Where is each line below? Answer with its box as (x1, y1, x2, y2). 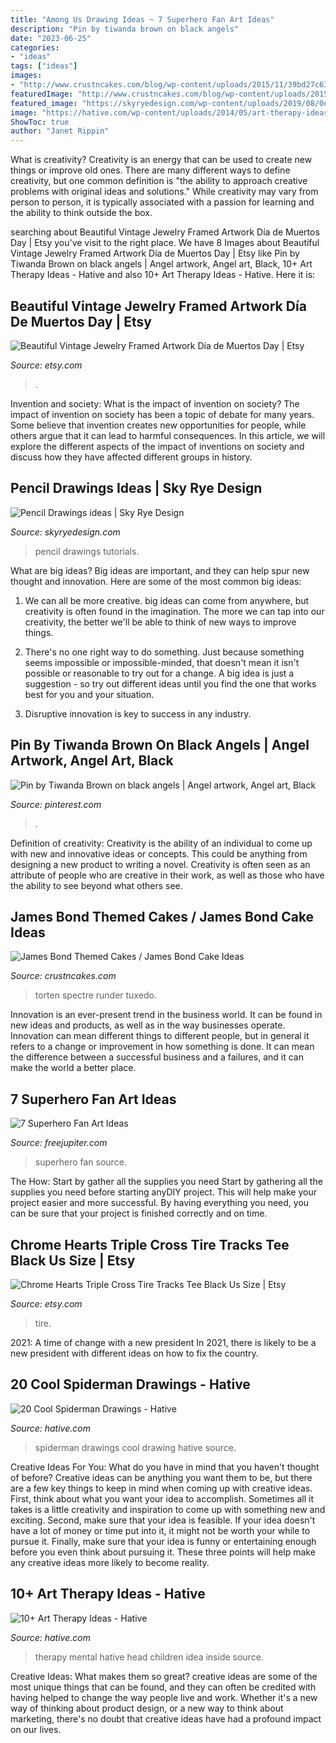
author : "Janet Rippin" (10, 126, 110, 136)
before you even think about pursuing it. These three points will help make (10, 1546, 316, 1558)
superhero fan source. (34, 1156, 127, 1168)
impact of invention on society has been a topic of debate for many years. (10, 408, 315, 420)
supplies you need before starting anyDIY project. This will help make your (10, 1186, 317, 1198)
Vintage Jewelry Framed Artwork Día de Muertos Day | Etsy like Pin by (10, 247, 300, 260)
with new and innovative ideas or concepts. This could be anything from (10, 847, 308, 860)
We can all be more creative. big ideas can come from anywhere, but (24, 594, 310, 606)
